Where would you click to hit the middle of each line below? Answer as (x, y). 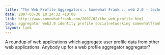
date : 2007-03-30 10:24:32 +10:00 (41, 14)
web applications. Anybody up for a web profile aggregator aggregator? (78, 47)
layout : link (18, 28)
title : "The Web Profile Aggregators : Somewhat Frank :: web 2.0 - (77, 10)
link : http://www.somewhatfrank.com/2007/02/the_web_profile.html (74, 19)
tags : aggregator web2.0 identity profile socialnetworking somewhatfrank (83, 23)
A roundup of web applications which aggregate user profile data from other (82, 42)
